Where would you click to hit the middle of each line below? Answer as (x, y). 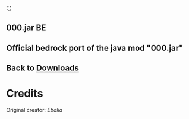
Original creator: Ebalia (34, 110)
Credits (25, 94)
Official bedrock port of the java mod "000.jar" (95, 48)
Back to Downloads (42, 68)
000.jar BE (26, 28)
